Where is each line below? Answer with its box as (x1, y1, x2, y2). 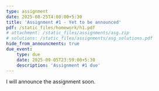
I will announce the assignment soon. (6, 78, 96, 85)
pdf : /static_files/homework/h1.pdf (6, 24, 95, 31)
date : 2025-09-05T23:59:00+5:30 (16, 57, 95, 63)
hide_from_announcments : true (6, 41, 80, 47)
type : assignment (6, 8, 49, 14)
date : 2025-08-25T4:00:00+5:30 (6, 14, 82, 20)
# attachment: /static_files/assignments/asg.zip (6, 30, 130, 36)
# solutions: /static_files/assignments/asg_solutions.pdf (6, 35, 153, 41)
